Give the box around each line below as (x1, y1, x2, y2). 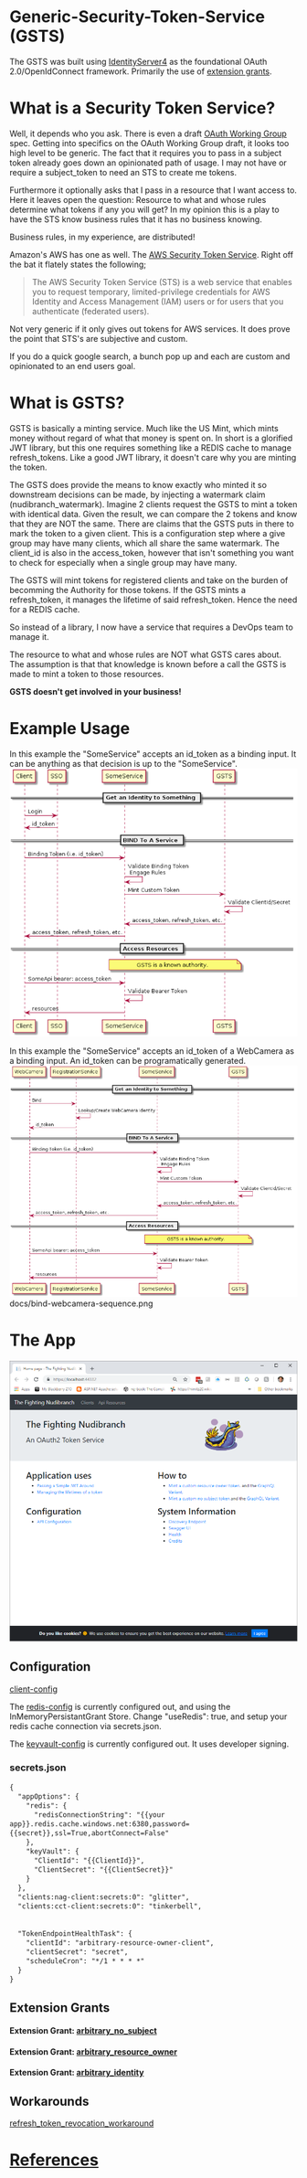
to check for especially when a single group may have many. (9, 557, 238, 568)
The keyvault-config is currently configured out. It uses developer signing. (9, 1738, 290, 1749)
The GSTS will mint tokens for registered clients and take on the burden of (9, 574, 289, 586)
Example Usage (9, 718, 131, 738)
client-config (9, 1684, 58, 1695)
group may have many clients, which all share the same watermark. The (9, 537, 281, 548)
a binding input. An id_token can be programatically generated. (9, 1055, 247, 1066)
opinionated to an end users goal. (9, 360, 136, 371)
